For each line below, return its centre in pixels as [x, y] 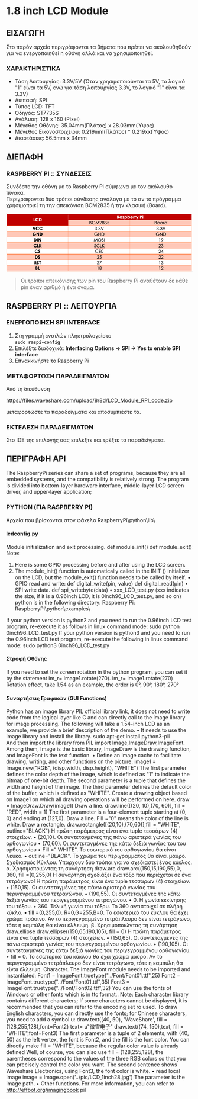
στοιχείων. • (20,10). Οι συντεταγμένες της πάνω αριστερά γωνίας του [94, 837]
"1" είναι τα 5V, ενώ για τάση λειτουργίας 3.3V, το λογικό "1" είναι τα [100, 88]
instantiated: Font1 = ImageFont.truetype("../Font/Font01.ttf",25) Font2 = [93, 976]
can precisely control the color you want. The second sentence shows [92, 1065]
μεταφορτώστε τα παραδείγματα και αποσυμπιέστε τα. [74, 412]
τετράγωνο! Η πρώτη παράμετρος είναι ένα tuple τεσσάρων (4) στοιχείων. [98, 881]
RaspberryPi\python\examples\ [52, 609]
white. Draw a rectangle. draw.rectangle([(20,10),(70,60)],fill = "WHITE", [93, 825]
